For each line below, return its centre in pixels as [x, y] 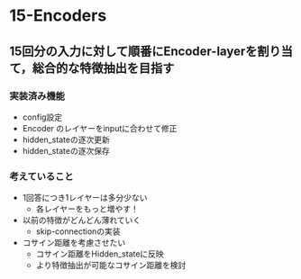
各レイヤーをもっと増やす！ [87, 209]
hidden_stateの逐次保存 [66, 150]
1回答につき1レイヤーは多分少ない [85, 198]
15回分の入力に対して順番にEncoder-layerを [133, 51]
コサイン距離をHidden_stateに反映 [100, 254]
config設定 [42, 117]
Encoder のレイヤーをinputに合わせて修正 [100, 128]
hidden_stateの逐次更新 [66, 139]
